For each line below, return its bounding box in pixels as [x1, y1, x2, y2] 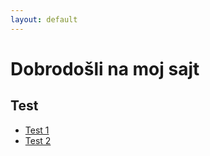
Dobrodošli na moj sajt [10, 57, 200, 80]
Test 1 [24, 124, 50, 136]
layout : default [10, 14, 78, 25]
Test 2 [24, 134, 52, 146]
